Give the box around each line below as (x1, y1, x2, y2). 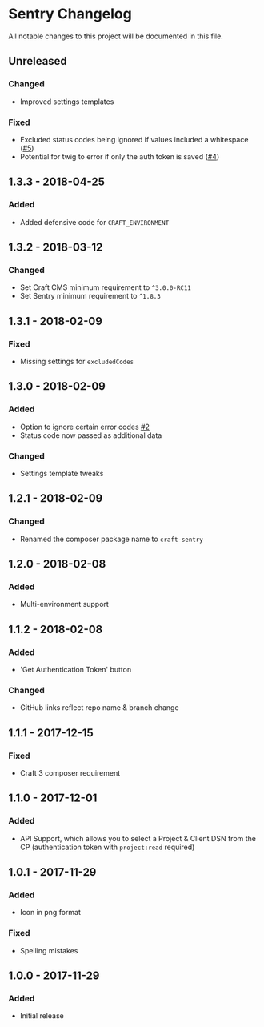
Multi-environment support (19, 600, 110, 609)
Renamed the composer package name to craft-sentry (19, 534, 204, 544)
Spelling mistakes (19, 945, 78, 955)
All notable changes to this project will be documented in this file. (8, 31, 224, 41)
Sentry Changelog (8, 5, 132, 23)
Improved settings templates (19, 97, 114, 106)
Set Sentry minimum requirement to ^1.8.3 (19, 291, 162, 301)
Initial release (19, 1011, 64, 1021)
